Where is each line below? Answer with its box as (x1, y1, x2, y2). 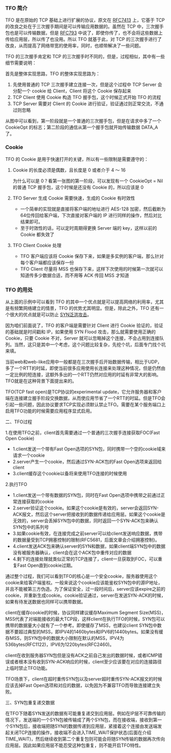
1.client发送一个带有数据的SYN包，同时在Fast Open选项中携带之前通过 (12, 492, 161, 498)
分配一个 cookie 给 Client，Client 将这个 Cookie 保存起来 (12, 88, 131, 94)
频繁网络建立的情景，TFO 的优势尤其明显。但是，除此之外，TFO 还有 (14, 305, 159, 311)
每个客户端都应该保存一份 (20, 259, 74, 265)
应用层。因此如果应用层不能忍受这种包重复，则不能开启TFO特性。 (5, 742, 144, 748)
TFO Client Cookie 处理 (12, 242, 62, 248)
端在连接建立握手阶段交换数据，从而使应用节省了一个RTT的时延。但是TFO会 (5, 395, 166, 401)
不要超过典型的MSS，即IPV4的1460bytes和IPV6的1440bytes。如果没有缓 (9, 628, 164, 635)
